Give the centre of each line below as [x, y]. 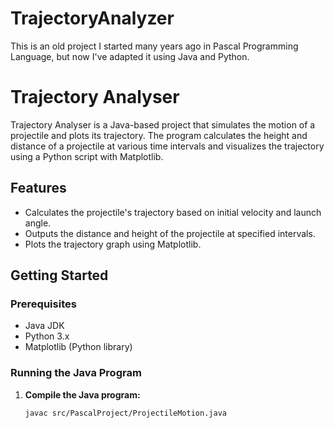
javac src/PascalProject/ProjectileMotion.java [125, 413]
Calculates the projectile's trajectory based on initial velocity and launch [173, 212]
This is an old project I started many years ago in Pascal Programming [154, 46]
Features [38, 188]
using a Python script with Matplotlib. [87, 156]
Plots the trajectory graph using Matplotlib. [113, 244]
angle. [38, 223]
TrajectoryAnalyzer [92, 18]
